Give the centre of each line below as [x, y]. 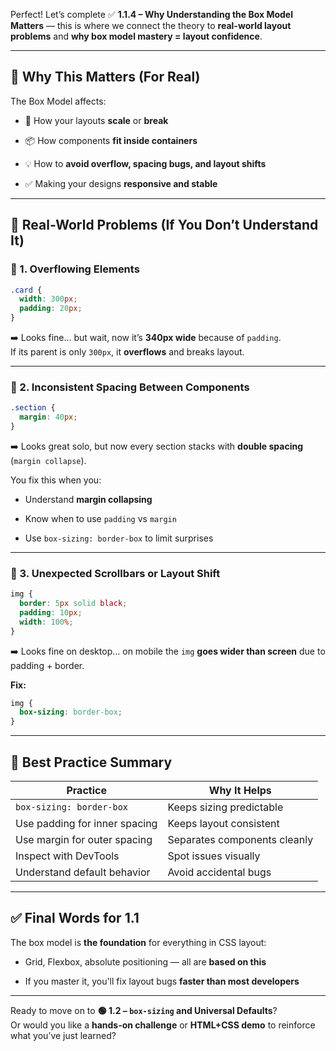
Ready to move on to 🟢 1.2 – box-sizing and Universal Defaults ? [144, 1010]
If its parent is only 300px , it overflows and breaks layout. [127, 352]
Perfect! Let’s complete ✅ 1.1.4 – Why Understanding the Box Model [152, 14]
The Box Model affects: [58, 101]
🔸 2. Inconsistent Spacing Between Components [130, 387]
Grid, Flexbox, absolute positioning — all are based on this [145, 961]
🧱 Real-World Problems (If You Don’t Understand [164, 225]
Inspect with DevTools [67, 856]
